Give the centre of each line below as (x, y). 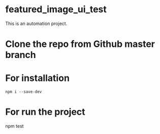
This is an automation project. (36, 23)
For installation (38, 78)
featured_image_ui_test (56, 9)
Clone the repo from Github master (80, 44)
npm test (14, 126)
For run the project (45, 112)
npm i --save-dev (24, 92)
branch (21, 55)
